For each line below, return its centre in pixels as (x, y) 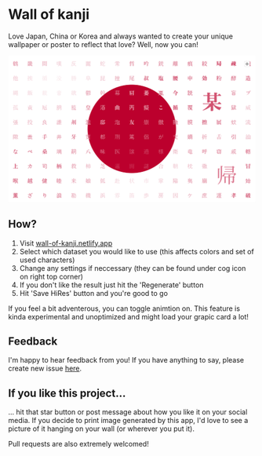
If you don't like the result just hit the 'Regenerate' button (111, 285)
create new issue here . (45, 368)
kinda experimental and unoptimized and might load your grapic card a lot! (129, 316)
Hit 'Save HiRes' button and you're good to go (94, 293)
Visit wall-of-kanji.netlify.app (66, 243)
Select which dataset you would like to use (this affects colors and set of (137, 251)
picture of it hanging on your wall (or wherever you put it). (101, 429)
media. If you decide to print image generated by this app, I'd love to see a (128, 421)
